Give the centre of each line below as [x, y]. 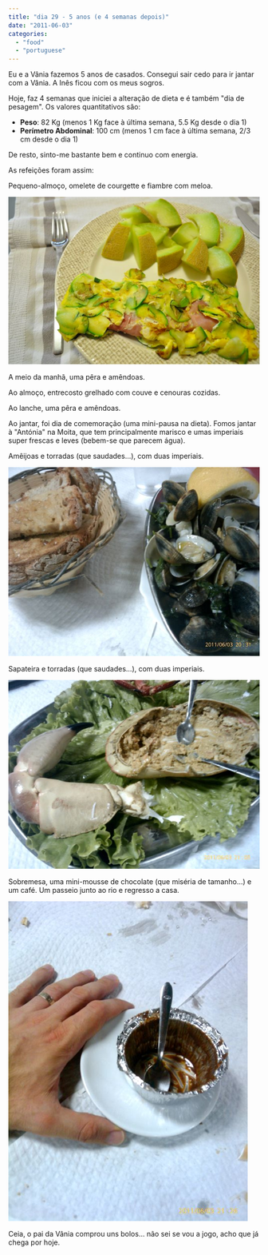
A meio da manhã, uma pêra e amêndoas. [77, 376]
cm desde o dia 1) [49, 139]
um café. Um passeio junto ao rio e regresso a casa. [94, 890]
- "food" [30, 42]
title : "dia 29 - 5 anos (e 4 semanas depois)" [89, 17]
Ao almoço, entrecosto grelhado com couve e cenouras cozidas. [114, 392]
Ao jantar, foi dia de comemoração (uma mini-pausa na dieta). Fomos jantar [132, 423]
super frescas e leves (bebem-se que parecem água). [97, 440]
